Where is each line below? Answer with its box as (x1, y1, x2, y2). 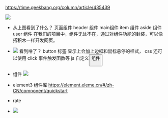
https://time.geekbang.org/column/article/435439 (5, 5, 110, 10)
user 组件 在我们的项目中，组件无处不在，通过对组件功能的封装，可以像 (12, 31, 163, 37)
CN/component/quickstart (12, 88, 68, 94)
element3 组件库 (12, 82, 47, 88)
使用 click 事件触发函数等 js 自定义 (17, 55, 89, 61)
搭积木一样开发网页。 (12, 37, 58, 43)
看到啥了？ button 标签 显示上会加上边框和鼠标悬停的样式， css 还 (19, 48, 158, 54)
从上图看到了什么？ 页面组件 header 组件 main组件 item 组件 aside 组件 (12, 25, 162, 30)
